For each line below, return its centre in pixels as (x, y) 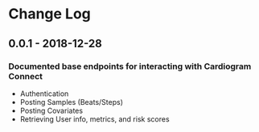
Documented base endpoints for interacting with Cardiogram (130, 66)
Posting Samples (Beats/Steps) (71, 102)
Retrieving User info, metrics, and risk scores (95, 119)
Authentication (44, 94)
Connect (25, 76)
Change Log (49, 14)
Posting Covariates (51, 110)
